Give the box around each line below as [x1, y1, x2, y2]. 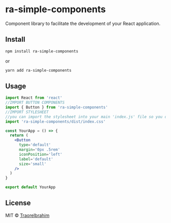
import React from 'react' [5, 95, 63, 100]
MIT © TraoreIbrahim [5, 212, 50, 218]
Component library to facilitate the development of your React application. [5, 20, 161, 26]
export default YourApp [5, 185, 56, 190]
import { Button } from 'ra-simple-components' [5, 105, 108, 110]
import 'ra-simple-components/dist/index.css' [5, 119, 106, 124]
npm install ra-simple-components [5, 48, 79, 54]
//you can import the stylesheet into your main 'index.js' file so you [5, 114, 163, 119]
